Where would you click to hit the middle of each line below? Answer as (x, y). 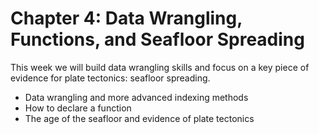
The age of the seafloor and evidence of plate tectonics (139, 118)
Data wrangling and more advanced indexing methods (136, 97)
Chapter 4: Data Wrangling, (126, 18)
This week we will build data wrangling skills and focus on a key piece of (160, 67)
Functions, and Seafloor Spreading (157, 39)
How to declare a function (78, 108)
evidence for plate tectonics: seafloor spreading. (110, 78)
